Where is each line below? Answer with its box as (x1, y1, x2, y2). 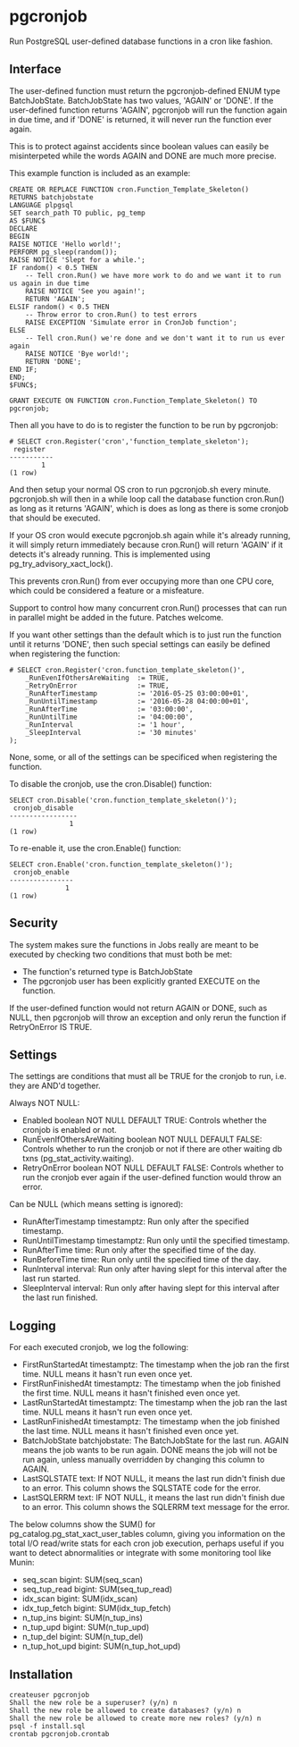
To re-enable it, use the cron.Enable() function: (9, 842, 181, 853)
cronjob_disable (12, 803, 74, 813)
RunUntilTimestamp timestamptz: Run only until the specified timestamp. (21, 1236, 290, 1246)
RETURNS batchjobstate (9, 192, 94, 202)
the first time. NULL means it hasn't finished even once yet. (21, 1388, 241, 1398)
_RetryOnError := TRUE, (25, 681, 170, 690)
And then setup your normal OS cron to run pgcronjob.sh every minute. (9, 484, 271, 494)
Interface (9, 62, 62, 77)
